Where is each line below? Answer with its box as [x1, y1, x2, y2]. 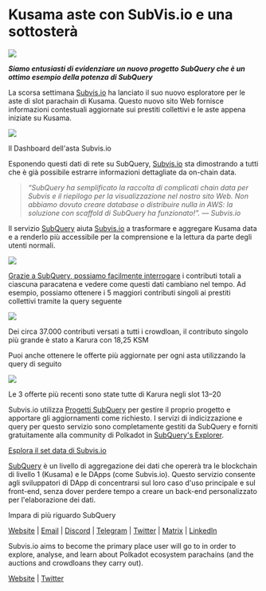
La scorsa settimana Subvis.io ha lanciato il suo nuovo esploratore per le [8, 88, 245, 97]
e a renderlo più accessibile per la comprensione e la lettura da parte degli [8, 232, 252, 241]
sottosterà [8, 22, 78, 41]
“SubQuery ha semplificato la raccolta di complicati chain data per [27, 182, 249, 192]
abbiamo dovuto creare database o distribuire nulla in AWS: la [27, 199, 233, 209]
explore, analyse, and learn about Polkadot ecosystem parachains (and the [8, 550, 254, 559]
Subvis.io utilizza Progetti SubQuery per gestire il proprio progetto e [8, 405, 231, 414]
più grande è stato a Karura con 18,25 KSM [8, 335, 149, 344]
